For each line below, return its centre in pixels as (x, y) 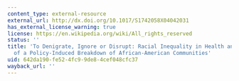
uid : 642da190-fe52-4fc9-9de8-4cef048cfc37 (73, 60)
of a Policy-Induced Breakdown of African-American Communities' (113, 54)
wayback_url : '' (31, 66)
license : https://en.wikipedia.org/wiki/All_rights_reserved (100, 33)
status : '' (23, 40)
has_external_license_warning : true (62, 27)
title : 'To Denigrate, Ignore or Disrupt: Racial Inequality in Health (116, 46)
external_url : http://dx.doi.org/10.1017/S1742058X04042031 (99, 20)
